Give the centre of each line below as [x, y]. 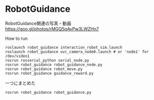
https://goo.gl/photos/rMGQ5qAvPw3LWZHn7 [52, 29]
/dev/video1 [17, 56]
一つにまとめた [20, 83]
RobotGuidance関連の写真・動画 [38, 23]
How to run [17, 38]
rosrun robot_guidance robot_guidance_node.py [54, 65]
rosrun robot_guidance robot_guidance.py [48, 92]
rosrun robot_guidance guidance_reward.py [49, 73]
